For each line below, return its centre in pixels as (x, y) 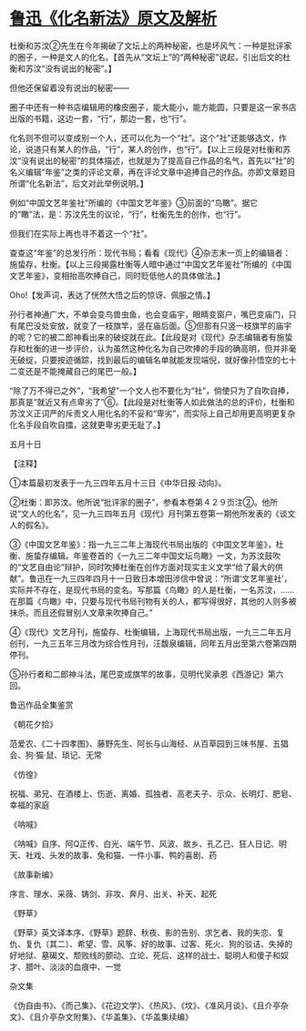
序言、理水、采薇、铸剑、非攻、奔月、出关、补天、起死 (113, 893)
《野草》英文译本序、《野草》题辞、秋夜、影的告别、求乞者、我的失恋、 (143, 932)
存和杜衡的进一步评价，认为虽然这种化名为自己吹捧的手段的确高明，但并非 (149, 348)
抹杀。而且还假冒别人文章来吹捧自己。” (81, 612)
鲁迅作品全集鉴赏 (41, 704)
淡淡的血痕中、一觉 (85, 966)
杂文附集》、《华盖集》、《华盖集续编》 (125, 1016)
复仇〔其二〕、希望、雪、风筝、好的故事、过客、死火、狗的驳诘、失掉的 (159, 944)
